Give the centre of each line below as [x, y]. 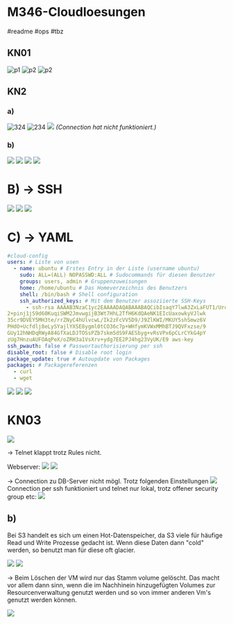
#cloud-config [28, 256]
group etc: [22, 497]
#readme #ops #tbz [35, 31]
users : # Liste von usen [43, 262]
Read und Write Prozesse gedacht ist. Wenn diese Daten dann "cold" [106, 542]
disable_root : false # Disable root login [69, 352]
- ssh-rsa [40, 307]
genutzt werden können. [42, 600]
